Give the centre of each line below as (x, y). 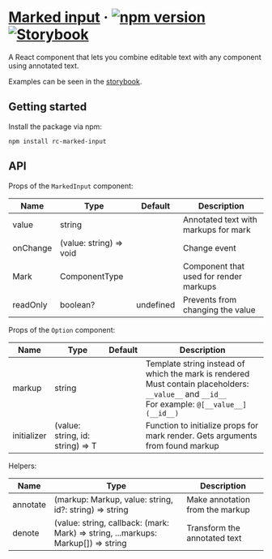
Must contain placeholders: (197, 384)
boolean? (77, 304)
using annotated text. (44, 66)
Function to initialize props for (202, 425)
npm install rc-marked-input (57, 141)
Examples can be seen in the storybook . (75, 81)
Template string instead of (195, 363)
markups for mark (217, 230)
